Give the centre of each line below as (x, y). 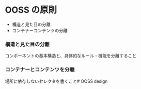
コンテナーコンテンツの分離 (40, 30)
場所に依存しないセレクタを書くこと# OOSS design (56, 81)
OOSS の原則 (31, 10)
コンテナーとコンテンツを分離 (40, 70)
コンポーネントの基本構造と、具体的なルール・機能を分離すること (71, 56)
